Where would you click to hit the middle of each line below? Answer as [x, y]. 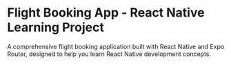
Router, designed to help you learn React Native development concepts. [109, 54]
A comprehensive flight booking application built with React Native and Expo [116, 46]
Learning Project [56, 27]
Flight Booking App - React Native [106, 13]
